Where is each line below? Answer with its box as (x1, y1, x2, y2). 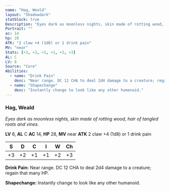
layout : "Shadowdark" (5, 12, 51, 17)
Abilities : (5, 69, 28, 74)
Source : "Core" (5, 64, 37, 69)
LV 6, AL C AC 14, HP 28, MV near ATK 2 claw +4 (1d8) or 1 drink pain (5, 131, 152, 137)
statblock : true (5, 17, 39, 22)
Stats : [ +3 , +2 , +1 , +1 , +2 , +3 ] (5, 50, 76, 55)
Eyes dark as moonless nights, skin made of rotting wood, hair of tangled (5, 116, 158, 122)
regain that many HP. (5, 170, 49, 176)
